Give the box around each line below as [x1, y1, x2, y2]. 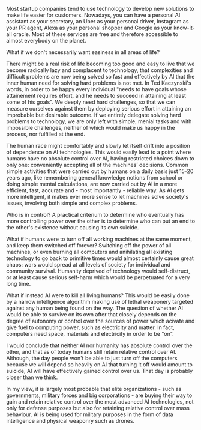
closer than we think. [6, 374, 58, 381]
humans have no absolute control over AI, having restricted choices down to [6, 155, 195, 162]
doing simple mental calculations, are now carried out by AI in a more [6, 180, 178, 187]
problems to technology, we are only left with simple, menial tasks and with [6, 118, 192, 125]
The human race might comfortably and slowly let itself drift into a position [6, 142, 190, 149]
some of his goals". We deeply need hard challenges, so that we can [6, 98, 176, 106]
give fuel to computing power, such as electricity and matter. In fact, [6, 324, 175, 331]
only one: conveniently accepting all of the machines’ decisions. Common [6, 162, 189, 168]
